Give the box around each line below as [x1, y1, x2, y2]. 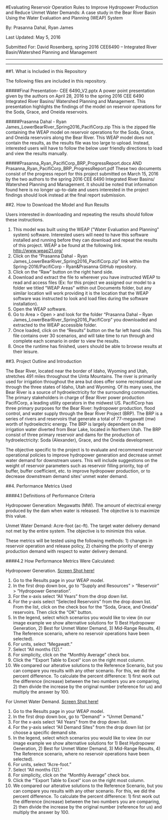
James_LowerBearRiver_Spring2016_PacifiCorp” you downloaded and [12, 317, 157, 322]
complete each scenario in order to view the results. [12, 338, 120, 344]
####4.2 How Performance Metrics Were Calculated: [5, 558, 115, 564]
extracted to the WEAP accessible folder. [12, 322, 97, 328]
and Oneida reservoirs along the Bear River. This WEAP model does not [5, 134, 153, 140]
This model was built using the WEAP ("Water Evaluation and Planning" [12, 226, 159, 232]
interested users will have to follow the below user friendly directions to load [5, 145, 163, 151]
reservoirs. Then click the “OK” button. [12, 609, 93, 615]
